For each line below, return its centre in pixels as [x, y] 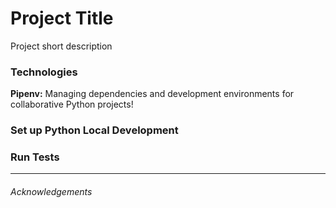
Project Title [62, 18]
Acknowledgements [51, 192]
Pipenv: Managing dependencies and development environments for [152, 94]
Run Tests [35, 157]
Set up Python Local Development [94, 130]
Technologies [44, 72]
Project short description [61, 46]
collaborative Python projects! [72, 104]
